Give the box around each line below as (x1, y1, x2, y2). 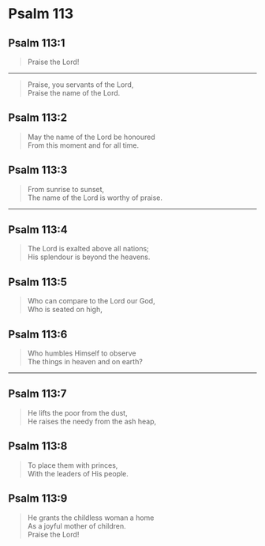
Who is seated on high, (27, 305, 103, 314)
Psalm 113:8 (8, 439, 68, 453)
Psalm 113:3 (8, 164, 68, 177)
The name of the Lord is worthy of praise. (27, 193, 163, 202)
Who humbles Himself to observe (27, 348, 136, 358)
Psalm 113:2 (8, 111, 68, 125)
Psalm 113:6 (8, 327, 68, 341)
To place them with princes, (27, 460, 118, 470)
